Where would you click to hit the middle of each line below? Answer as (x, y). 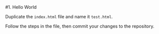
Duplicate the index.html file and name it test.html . (59, 17)
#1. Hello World (21, 7)
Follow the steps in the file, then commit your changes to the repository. (80, 26)
